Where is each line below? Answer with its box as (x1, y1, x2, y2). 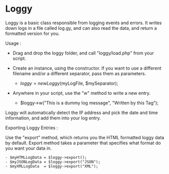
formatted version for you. (5, 30, 60, 36)
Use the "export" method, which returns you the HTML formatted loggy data (5, 134, 164, 140)
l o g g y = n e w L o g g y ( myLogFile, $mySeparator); (20, 80, 118, 86)
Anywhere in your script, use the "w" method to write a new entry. (12, 90, 151, 96)
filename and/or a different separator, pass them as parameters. (12, 70, 146, 76)
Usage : (5, 40, 22, 46)
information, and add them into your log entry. (5, 114, 101, 121)
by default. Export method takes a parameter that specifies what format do (5, 140, 161, 146)
